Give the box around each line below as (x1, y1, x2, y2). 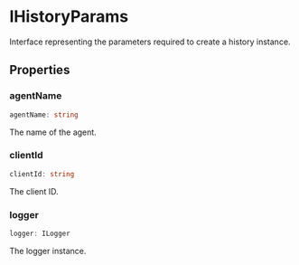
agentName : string (9, 110, 79, 119)
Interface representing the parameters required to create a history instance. (9, 36, 291, 47)
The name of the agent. (9, 127, 97, 137)
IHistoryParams (9, 6, 129, 27)
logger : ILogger (9, 229, 70, 238)
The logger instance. (9, 245, 87, 256)
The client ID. (9, 185, 59, 196)
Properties (9, 62, 70, 78)
